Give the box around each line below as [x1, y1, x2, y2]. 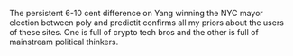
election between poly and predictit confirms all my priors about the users [9, 17, 284, 28]
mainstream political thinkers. [9, 36, 119, 47]
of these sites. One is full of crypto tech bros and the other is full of [9, 27, 259, 37]
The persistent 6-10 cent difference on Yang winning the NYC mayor [9, 8, 263, 18]
